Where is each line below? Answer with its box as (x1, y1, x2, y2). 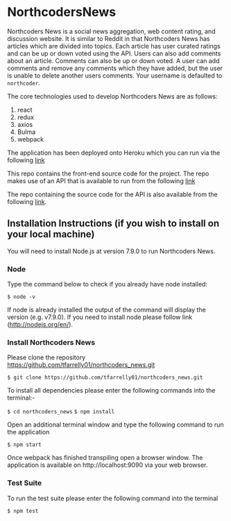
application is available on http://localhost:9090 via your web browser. (7, 461, 208, 469)
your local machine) (7, 228, 95, 240)
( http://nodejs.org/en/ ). (7, 321, 74, 329)
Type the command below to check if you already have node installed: (7, 280, 208, 289)
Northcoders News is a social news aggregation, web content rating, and (7, 27, 216, 35)
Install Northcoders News (7, 337, 96, 347)
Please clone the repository (7, 353, 86, 361)
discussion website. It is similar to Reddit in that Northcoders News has (7, 34, 210, 42)
